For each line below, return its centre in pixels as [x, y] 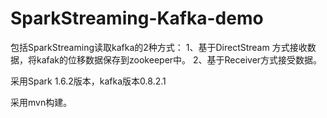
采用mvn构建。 [41, 102]
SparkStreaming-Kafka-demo [137, 18]
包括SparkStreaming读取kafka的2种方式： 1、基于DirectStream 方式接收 [159, 47]
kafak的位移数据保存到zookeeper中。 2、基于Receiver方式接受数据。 [179, 59]
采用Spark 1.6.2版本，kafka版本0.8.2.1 [88, 81]
